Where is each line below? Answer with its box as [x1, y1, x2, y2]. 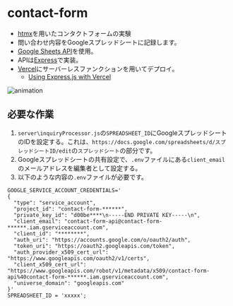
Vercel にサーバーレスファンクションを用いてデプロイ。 [17, 64, 179, 73]
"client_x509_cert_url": [13, 261, 87, 268]
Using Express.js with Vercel [28, 72, 112, 81]
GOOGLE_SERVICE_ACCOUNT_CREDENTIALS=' [7, 187, 121, 194]
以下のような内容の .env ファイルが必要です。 [17, 172, 148, 181]
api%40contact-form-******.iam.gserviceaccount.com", [7, 273, 169, 281]
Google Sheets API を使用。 [17, 47, 97, 55]
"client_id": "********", [13, 230, 90, 237]
